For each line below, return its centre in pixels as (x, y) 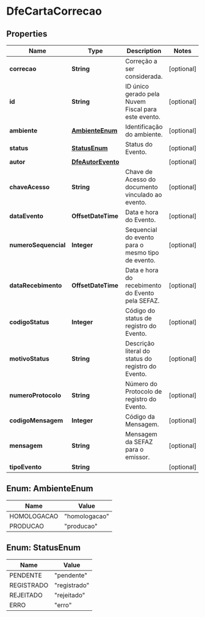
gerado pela (142, 94)
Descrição (140, 343)
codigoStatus (30, 322)
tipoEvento (26, 467)
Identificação (144, 127)
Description (144, 51)
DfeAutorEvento (95, 162)
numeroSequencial (38, 245)
